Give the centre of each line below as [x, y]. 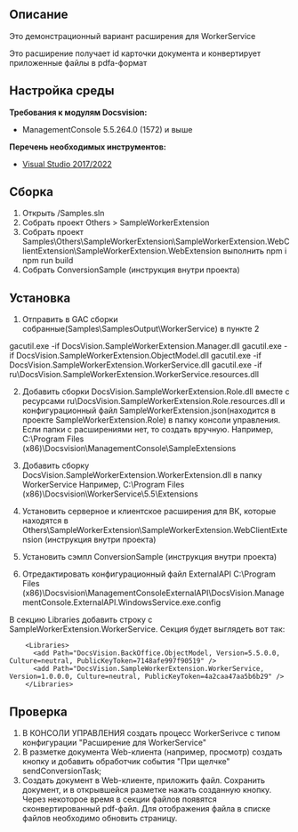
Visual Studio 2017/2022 [67, 164]
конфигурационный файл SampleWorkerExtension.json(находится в [149, 411]
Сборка [31, 192]
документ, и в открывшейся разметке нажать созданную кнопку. [147, 790]
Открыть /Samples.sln [63, 214]
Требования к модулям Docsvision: [78, 112]
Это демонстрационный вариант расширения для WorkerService [133, 36]
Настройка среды [62, 91]
